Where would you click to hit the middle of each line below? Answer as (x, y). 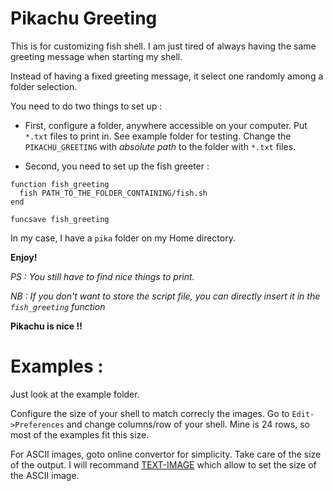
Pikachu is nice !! (46, 326)
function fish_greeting (60, 184)
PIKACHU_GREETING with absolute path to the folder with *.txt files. (160, 146)
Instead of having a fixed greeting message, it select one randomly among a (167, 76)
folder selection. (44, 86)
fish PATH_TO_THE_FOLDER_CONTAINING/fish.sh (113, 193)
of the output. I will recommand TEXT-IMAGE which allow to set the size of (163, 464)
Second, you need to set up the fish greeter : (117, 166)
